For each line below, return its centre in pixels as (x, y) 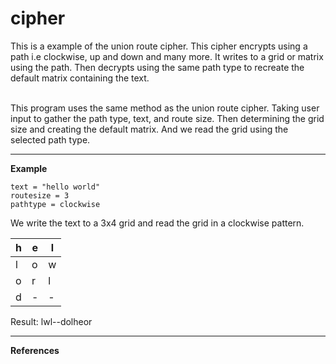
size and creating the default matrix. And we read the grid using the (149, 129)
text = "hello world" (55, 187)
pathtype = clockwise (55, 204)
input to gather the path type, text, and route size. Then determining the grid (167, 118)
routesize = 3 (40, 195)
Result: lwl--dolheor (51, 321)
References (35, 350)
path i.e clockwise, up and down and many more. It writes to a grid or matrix (167, 56)
